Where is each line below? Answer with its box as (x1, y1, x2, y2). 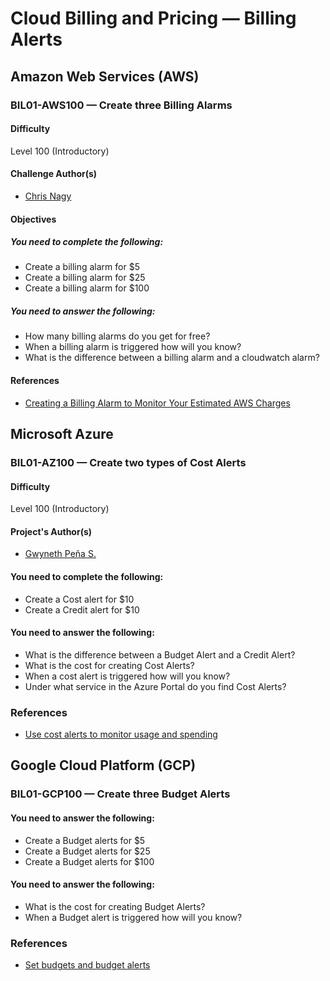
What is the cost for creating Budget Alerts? (24, 900, 206, 912)
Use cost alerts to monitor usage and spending (24, 728, 218, 741)
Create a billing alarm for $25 (24, 272, 146, 284)
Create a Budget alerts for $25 (24, 845, 151, 857)
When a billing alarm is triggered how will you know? (24, 341, 242, 353)
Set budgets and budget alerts (24, 959, 151, 971)
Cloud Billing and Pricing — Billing (10, 7, 297, 30)
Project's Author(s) (10, 525, 93, 537)
